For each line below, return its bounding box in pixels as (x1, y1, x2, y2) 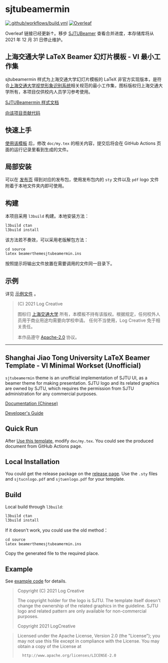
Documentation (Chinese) (5, 400, 58, 406)
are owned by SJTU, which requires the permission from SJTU (5, 385, 134, 391)
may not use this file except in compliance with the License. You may (17, 638, 160, 644)
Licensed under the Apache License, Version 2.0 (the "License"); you (17, 633, 160, 639)
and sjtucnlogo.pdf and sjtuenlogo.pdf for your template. (5, 476, 125, 482)
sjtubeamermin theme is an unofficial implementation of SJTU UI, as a (5, 375, 147, 381)
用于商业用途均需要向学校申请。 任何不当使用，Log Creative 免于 (21, 317, 156, 323)
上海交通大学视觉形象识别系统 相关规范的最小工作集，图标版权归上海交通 (9, 82, 158, 88)
